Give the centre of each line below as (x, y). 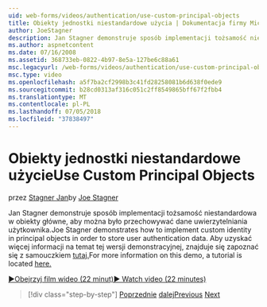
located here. (30, 263)
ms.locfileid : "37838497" (51, 119)
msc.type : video (35, 75)
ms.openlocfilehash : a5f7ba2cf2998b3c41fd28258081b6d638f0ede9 (115, 82)
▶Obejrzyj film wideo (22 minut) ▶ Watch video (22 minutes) (107, 278)
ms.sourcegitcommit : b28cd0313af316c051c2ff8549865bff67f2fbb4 (115, 89)
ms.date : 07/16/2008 (43, 52)
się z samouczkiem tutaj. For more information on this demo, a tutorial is (125, 255)
